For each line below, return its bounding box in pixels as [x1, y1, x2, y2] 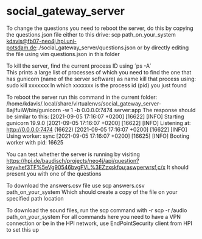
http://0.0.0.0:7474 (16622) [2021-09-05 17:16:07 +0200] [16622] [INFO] [6, 126, 187, 133]
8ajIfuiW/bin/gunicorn [6, 106, 61, 113]
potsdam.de [6, 44, 37, 51]
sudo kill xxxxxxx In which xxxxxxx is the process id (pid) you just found [6, 81, 187, 89]
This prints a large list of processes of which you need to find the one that [6, 68, 192, 76]
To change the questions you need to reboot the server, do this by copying [6, 24, 193, 32]
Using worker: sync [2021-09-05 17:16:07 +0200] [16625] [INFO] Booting [6, 132, 190, 140]
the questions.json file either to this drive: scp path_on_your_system [6, 30, 176, 38]
